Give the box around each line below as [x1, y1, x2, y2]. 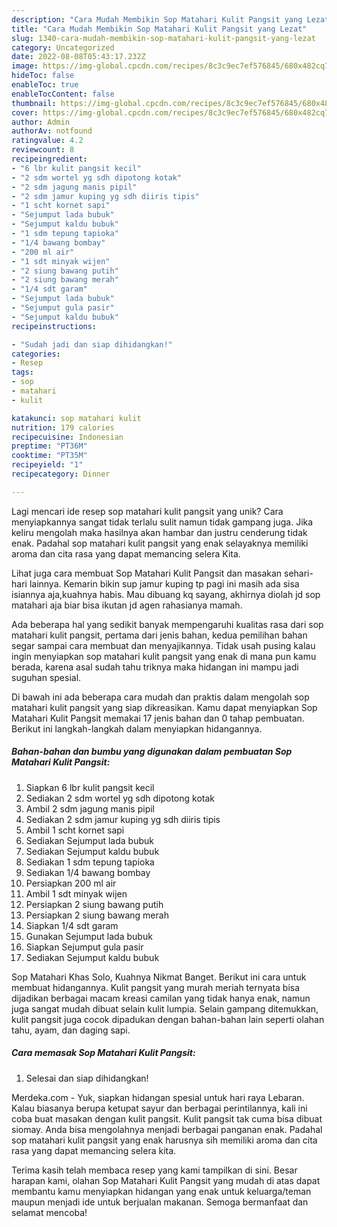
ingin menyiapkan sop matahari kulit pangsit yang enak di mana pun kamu [11, 650, 317, 662]
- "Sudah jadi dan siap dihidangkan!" [11, 339, 173, 350]
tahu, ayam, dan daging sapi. [11, 1024, 131, 1036]
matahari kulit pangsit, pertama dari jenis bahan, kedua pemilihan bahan [11, 629, 308, 641]
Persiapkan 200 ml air [25, 877, 117, 889]
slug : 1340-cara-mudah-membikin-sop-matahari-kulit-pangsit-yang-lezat [11, 33, 316, 43]
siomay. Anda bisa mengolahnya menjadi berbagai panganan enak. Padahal [11, 1123, 323, 1135]
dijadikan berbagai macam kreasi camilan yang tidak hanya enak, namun [11, 992, 311, 1004]
